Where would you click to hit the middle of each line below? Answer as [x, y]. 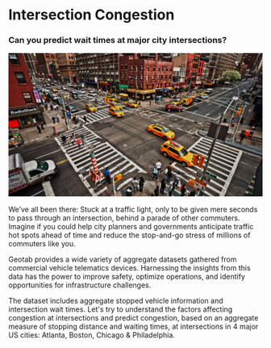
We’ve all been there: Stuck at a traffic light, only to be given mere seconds [133, 209]
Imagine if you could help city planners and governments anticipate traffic [131, 226]
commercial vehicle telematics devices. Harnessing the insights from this [130, 267]
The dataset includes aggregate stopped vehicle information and [116, 300]
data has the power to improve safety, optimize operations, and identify [127, 276]
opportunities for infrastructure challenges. [80, 285]
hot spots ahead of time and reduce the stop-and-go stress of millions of [129, 235]
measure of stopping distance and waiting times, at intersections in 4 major [133, 326]
